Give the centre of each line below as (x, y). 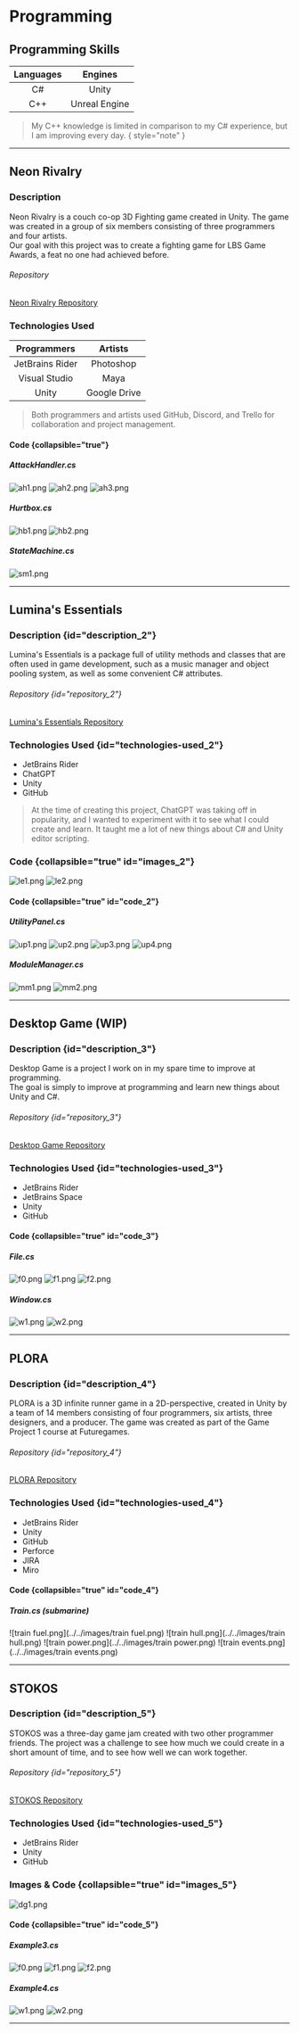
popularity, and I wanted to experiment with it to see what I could (150, 819)
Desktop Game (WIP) (68, 1024)
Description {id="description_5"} (83, 1714)
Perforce (38, 1550)
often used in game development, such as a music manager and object (139, 664)
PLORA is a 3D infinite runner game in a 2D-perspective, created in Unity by (148, 1403)
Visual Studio (46, 378)
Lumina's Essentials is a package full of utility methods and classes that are (148, 655)
